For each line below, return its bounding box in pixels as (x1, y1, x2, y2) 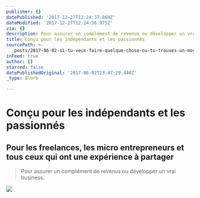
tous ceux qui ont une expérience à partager (6, 151, 174, 162)
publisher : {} (6, 8, 42, 15)
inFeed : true (6, 53, 39, 59)
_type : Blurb (6, 75, 39, 81)
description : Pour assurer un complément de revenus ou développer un (6, 31, 185, 37)
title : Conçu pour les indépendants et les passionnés (6, 36, 145, 42)
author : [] (6, 58, 33, 64)
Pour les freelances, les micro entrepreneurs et (6, 143, 185, 153)
